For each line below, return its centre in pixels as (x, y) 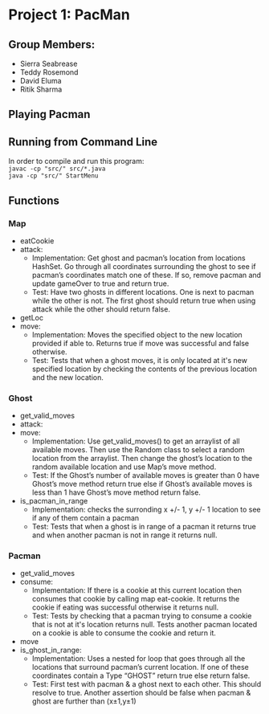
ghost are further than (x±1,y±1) (84, 701)
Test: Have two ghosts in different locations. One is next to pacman (143, 292)
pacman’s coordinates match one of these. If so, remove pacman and (147, 275)
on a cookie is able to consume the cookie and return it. (124, 633)
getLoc (32, 317)
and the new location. (68, 377)
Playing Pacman (49, 114)
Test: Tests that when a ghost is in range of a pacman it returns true (144, 527)
